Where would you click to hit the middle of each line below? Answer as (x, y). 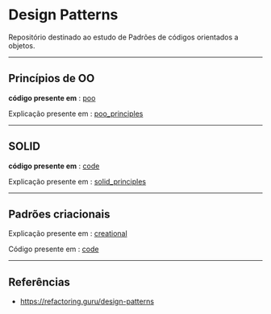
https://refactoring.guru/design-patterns (87, 302)
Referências (40, 282)
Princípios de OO (52, 78)
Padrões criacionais (59, 214)
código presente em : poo (52, 97)
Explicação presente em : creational (68, 233)
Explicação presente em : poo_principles (76, 114)
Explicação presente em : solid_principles (77, 181)
